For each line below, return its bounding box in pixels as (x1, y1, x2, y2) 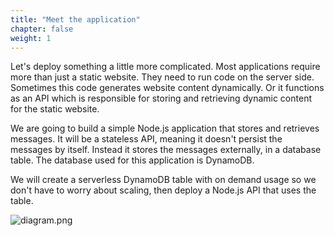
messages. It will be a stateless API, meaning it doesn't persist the (10, 133, 283, 145)
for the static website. (10, 103, 100, 115)
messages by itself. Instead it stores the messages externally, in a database (10, 144, 322, 156)
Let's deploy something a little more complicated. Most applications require (10, 61, 321, 73)
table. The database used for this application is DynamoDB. (10, 154, 255, 166)
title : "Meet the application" (10, 14, 141, 25)
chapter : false (10, 24, 74, 34)
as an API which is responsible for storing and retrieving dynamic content (10, 92, 312, 105)
